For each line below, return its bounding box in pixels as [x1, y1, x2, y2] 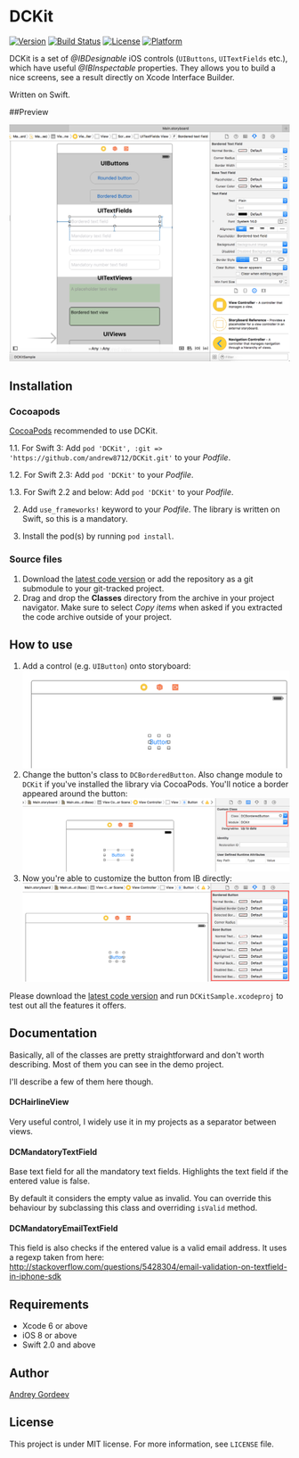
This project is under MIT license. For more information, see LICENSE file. [9, 1438, 274, 1449]
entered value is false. [9, 1175, 91, 1187]
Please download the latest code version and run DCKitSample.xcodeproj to [9, 990, 284, 1001]
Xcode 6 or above [21, 1321, 88, 1331]
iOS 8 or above [21, 1330, 77, 1341]
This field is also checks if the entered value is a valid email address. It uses [9, 1242, 287, 1254]
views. [9, 1125, 34, 1136]
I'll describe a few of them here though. [9, 1076, 154, 1087]
